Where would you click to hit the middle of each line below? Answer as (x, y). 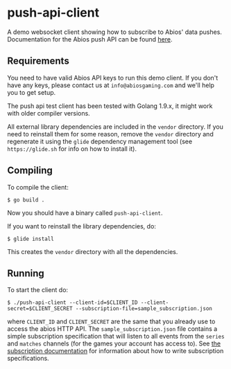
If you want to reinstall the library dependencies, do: (82, 226)
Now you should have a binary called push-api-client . (85, 213)
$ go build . (26, 200)
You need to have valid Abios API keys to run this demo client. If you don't (113, 78)
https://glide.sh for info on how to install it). (72, 148)
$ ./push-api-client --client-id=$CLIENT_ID (72, 303)
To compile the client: (38, 187)
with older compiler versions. (49, 113)
